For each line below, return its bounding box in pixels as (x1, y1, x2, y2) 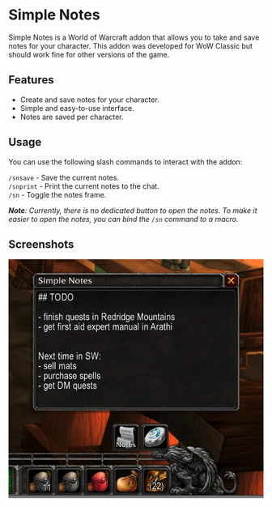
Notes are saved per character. (19, 112, 124, 121)
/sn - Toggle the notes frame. (8, 190, 107, 199)
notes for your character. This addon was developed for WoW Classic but (8, 40, 253, 50)
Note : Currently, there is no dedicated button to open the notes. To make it (8, 205, 257, 215)
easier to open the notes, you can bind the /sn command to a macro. (8, 214, 239, 224)
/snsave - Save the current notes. (8, 173, 120, 182)
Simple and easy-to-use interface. (19, 103, 135, 113)
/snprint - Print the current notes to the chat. (8, 181, 159, 191)
